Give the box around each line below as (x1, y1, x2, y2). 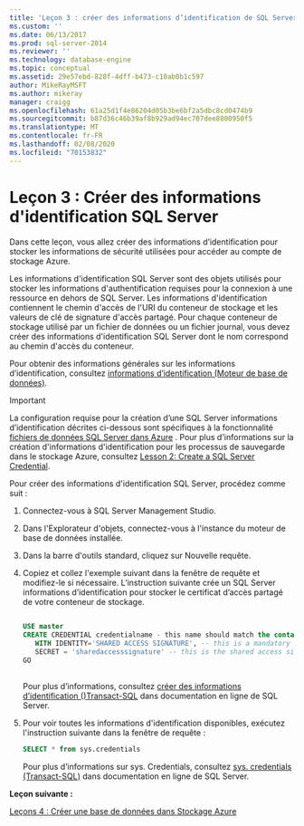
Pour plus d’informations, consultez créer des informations (22, 680, 242, 691)
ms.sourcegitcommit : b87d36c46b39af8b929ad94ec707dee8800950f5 (9, 114, 253, 123)
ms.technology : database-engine (9, 55, 131, 64)
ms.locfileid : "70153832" (9, 148, 107, 157)
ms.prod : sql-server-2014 (9, 38, 107, 48)
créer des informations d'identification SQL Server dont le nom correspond (9, 331, 289, 341)
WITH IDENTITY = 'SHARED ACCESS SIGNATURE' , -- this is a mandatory (34, 639, 291, 648)
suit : (9, 487, 28, 498)
